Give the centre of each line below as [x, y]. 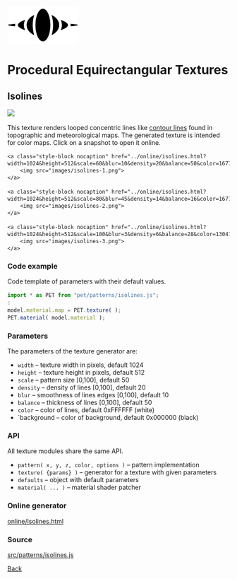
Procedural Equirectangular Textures [118, 70]
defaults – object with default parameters [78, 480]
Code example [32, 266]
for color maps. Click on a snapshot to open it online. [84, 142]
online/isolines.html [36, 521]
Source [20, 539]
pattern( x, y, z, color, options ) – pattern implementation [108, 465]
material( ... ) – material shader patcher [79, 487]
